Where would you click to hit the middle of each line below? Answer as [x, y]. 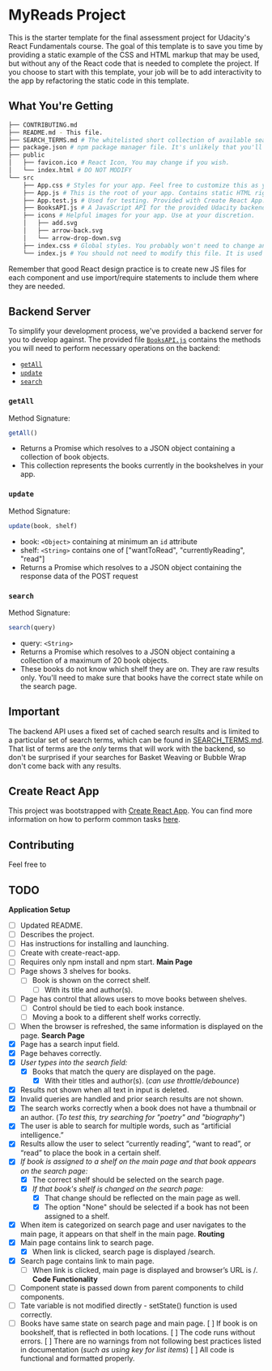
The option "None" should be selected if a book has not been [147, 1207]
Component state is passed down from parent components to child [132, 1288]
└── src [21, 177]
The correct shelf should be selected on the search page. [128, 1179]
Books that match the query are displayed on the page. [124, 1072]
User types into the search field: [74, 1062]
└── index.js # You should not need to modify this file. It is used [143, 253]
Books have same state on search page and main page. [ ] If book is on [139, 1323]
